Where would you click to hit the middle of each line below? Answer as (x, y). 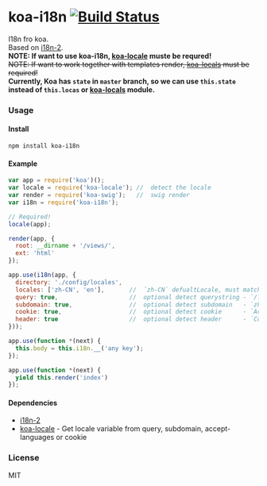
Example (23, 164)
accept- (218, 429)
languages (37, 438)
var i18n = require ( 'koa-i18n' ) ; (64, 202)
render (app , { (32, 238)
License (24, 458)
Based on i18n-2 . (36, 47)
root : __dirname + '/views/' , (65, 246)
